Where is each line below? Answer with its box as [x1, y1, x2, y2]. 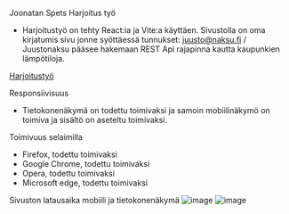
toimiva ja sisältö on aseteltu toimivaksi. [21, 115, 167, 125]
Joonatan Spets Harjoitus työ [9, 8, 116, 18]
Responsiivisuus [9, 88, 69, 98]
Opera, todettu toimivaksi [21, 169, 116, 178]
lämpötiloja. [21, 53, 65, 63]
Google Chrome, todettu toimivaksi [21, 159, 150, 169]
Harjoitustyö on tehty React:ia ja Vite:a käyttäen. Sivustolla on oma [21, 25, 266, 35]
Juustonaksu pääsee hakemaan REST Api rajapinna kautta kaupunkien [21, 44, 280, 54]
